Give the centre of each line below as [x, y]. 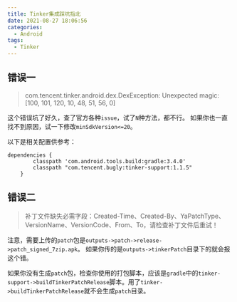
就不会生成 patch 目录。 [117, 291]
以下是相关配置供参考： [42, 141]
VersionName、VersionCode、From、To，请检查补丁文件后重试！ [121, 224]
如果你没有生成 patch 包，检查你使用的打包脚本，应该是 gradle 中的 [103, 273]
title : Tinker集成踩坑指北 [44, 14]
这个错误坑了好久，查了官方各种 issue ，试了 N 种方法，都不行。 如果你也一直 [117, 118]
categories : [25, 27]
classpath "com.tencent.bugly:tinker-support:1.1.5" [113, 167]
